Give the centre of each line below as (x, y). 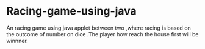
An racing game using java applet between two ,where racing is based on (99, 28)
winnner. (17, 41)
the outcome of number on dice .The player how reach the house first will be (103, 34)
